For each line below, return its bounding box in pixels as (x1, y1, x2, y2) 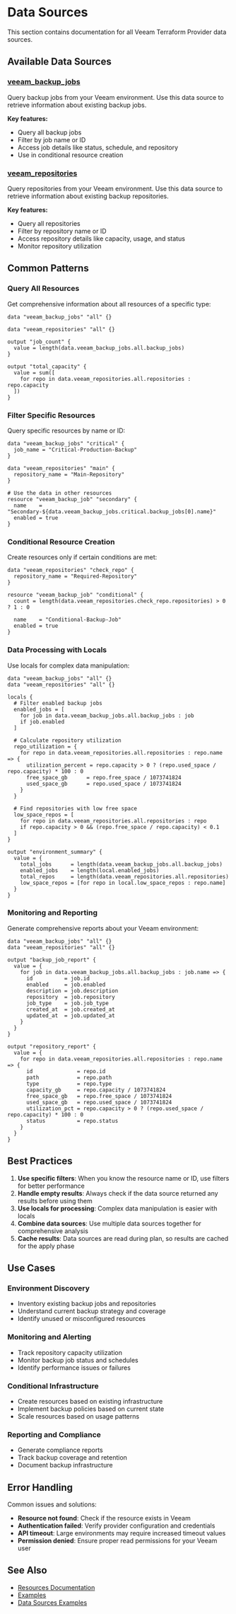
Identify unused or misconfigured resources (17, 1315, 146, 1323)
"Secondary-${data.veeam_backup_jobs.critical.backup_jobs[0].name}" (7, 508, 217, 515)
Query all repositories (17, 219, 81, 227)
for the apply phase (17, 1242, 75, 1250)
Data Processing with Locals (7, 645, 107, 655)
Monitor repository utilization (17, 241, 102, 250)
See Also (7, 1564, 47, 1576)
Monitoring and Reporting (7, 908, 98, 917)
